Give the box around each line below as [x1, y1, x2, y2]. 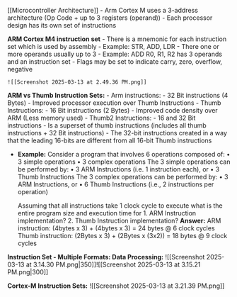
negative [7, 65, 33, 73]
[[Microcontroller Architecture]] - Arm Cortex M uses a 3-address [7, 6, 198, 14]
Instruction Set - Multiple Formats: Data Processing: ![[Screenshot [7, 253, 205, 261]
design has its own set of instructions [7, 21, 117, 29]
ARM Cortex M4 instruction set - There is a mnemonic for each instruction [7, 35, 227, 43]
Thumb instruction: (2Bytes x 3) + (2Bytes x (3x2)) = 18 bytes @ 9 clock [17, 232, 228, 240]
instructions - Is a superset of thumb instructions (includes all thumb [7, 121, 207, 130]
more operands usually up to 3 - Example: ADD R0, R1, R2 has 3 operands [7, 50, 223, 58]
